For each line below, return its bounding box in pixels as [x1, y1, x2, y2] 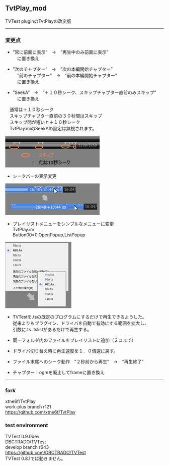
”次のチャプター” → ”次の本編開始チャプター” [12, 66, 113, 72]
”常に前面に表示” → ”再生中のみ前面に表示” [12, 49, 109, 55]
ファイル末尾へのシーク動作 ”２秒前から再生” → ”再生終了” [12, 358, 144, 365]
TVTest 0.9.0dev [5, 433, 40, 439]
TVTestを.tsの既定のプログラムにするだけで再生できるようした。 [12, 314, 147, 320]
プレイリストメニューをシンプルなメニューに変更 [12, 221, 114, 227]
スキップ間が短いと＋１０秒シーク [9, 119, 80, 125]
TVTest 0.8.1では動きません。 [5, 455, 66, 461]
